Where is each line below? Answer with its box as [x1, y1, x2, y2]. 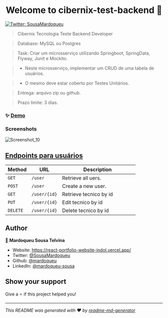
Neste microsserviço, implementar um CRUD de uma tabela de [24, 65, 154, 71]
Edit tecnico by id [62, 198, 103, 205]
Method [7, 166, 27, 173]
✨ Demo [5, 112, 25, 119]
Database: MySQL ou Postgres [17, 40, 81, 46]
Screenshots [5, 125, 37, 132]
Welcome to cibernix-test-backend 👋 [5, 4, 162, 16]
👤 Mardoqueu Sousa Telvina [5, 237, 65, 243]
